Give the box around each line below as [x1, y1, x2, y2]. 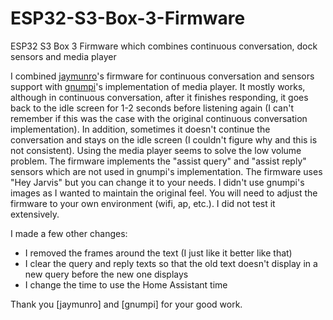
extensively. [10, 208, 60, 220]
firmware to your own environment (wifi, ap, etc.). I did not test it [10, 197, 276, 209]
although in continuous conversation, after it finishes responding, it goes [10, 91, 309, 103]
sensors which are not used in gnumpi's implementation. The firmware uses [10, 165, 323, 177]
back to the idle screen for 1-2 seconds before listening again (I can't [10, 102, 294, 114]
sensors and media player [10, 50, 117, 62]
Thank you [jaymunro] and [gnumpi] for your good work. [10, 298, 243, 310]
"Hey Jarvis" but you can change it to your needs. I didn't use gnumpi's [10, 176, 305, 188]
